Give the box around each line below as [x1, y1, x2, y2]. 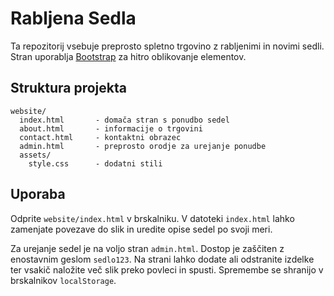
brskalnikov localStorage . [10, 274, 117, 286]
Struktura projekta [10, 80, 127, 97]
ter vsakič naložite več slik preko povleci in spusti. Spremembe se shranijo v [10, 263, 324, 276]
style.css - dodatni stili [28, 158, 163, 169]
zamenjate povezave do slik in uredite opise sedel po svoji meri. [10, 223, 273, 235]
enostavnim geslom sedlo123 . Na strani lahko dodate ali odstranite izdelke [10, 253, 315, 265]
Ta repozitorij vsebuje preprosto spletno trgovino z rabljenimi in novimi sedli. [10, 40, 325, 52]
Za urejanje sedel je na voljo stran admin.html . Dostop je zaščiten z [10, 242, 285, 254]
